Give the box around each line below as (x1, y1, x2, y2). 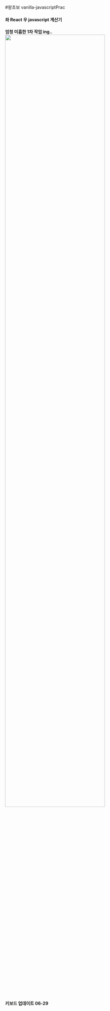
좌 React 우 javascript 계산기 (5, 16, 63, 22)
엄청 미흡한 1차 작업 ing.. (5, 29, 53, 35)
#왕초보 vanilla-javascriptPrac (5, 4, 65, 10)
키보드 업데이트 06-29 (5, 1001, 48, 1007)
